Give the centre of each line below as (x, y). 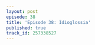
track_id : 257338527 (32, 33)
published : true (26, 28)
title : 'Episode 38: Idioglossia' (49, 22)
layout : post (22, 11)
